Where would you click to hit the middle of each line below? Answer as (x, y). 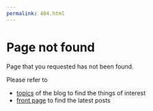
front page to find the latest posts (63, 100)
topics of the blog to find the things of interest (81, 92)
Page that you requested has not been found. (70, 66)
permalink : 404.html (36, 13)
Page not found (51, 47)
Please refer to (27, 79)
